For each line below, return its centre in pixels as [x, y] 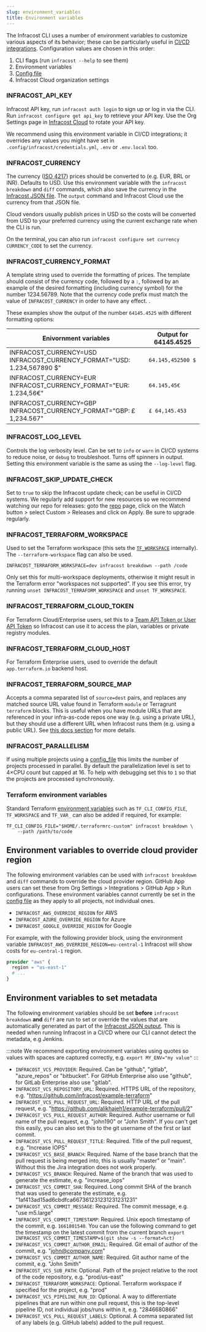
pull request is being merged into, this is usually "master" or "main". [101, 1160]
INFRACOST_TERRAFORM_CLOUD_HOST [68, 648]
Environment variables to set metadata [82, 998]
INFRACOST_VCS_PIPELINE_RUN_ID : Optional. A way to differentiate [96, 1296]
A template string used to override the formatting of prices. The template [98, 275]
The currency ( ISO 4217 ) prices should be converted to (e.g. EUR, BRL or [98, 176]
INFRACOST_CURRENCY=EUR [53, 378]
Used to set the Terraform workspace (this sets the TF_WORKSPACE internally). [102, 548]
